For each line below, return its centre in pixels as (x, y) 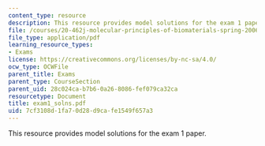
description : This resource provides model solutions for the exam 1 (125, 23)
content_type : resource (47, 15)
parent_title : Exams (42, 74)
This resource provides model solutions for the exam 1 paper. (107, 133)
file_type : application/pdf (54, 37)
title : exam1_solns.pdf (47, 103)
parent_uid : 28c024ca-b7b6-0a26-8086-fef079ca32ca (93, 89)
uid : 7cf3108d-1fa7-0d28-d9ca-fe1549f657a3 (81, 111)
